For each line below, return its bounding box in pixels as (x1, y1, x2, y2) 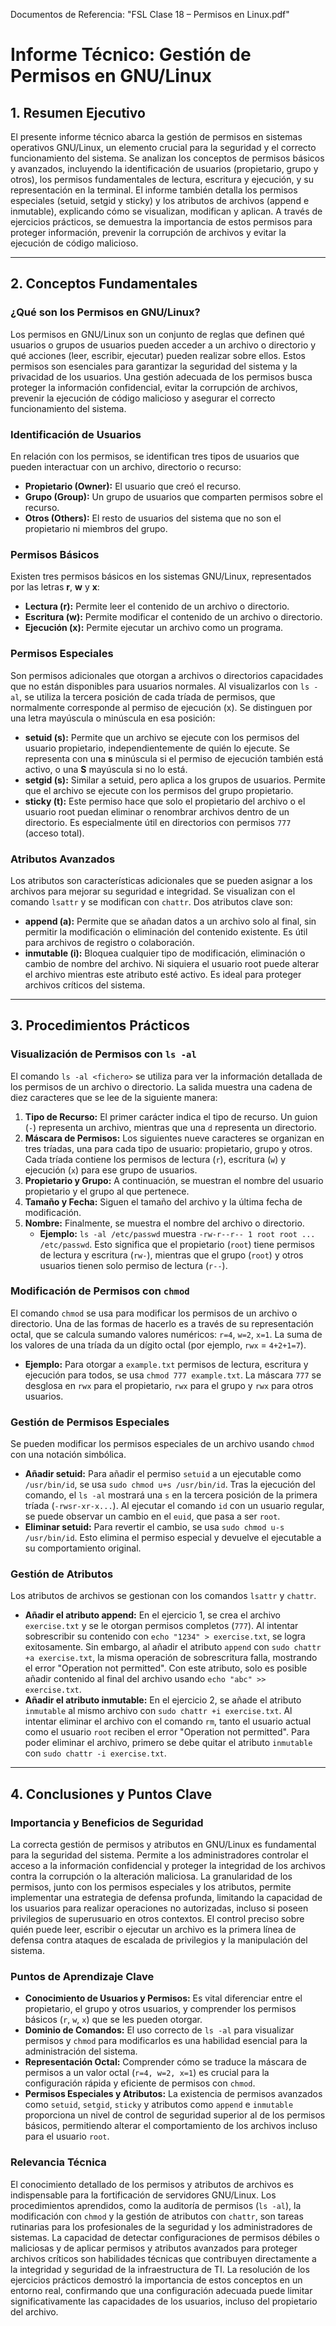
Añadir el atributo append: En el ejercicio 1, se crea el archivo (24, 1609, 282, 1621)
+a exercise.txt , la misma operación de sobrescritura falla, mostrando (24, 1652, 318, 1664)
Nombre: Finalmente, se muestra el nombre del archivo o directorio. (24, 1217, 305, 1229)
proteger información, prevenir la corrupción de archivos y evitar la (10, 227, 287, 238)
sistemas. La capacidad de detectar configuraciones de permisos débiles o (10, 2231, 321, 2243)
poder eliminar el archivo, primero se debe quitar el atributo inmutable (24, 1737, 313, 1749)
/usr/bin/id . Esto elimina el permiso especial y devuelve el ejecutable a (24, 1532, 322, 1544)
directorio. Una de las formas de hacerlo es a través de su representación (10, 1317, 314, 1329)
